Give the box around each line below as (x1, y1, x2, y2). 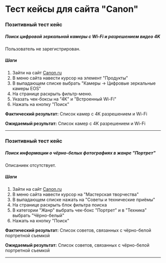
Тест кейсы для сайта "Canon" (5, 3, 138, 15)
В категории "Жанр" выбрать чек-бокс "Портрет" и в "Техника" (12, 207, 147, 213)
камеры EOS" (12, 86, 41, 92)
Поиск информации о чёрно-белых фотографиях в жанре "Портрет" (5, 150, 156, 156)
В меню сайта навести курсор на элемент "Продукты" (12, 75, 128, 81)
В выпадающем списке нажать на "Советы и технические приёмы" (12, 197, 156, 203)
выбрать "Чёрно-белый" (12, 212, 65, 218)
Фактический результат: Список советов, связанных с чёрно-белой (5, 227, 152, 233)
